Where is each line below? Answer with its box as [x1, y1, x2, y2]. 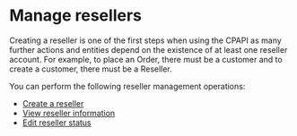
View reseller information [22, 107, 116, 118]
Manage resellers [9, 5, 142, 26]
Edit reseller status [22, 117, 92, 128]
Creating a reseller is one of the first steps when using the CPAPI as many [9, 35, 283, 46]
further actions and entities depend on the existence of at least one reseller [9, 44, 288, 55]
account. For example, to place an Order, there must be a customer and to [9, 54, 283, 64]
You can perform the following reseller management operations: [9, 81, 246, 91]
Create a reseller [22, 98, 84, 108]
